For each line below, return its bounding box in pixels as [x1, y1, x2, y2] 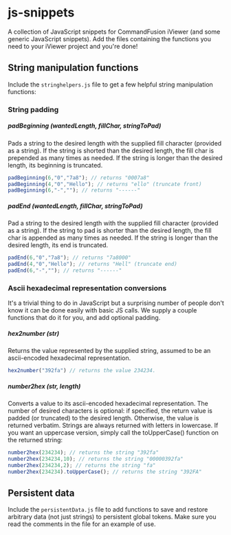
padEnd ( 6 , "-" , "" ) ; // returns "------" [8, 266, 122, 274]
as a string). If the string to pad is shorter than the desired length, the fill [8, 227, 212, 235]
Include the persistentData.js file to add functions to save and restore [8, 505, 208, 514]
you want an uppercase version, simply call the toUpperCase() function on [8, 428, 219, 437]
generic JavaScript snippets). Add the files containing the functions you [8, 34, 212, 43]
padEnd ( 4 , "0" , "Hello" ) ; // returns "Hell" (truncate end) [8, 261, 177, 268]
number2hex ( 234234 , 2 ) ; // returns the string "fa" [8, 462, 156, 468]
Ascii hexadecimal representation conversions [8, 283, 167, 293]
